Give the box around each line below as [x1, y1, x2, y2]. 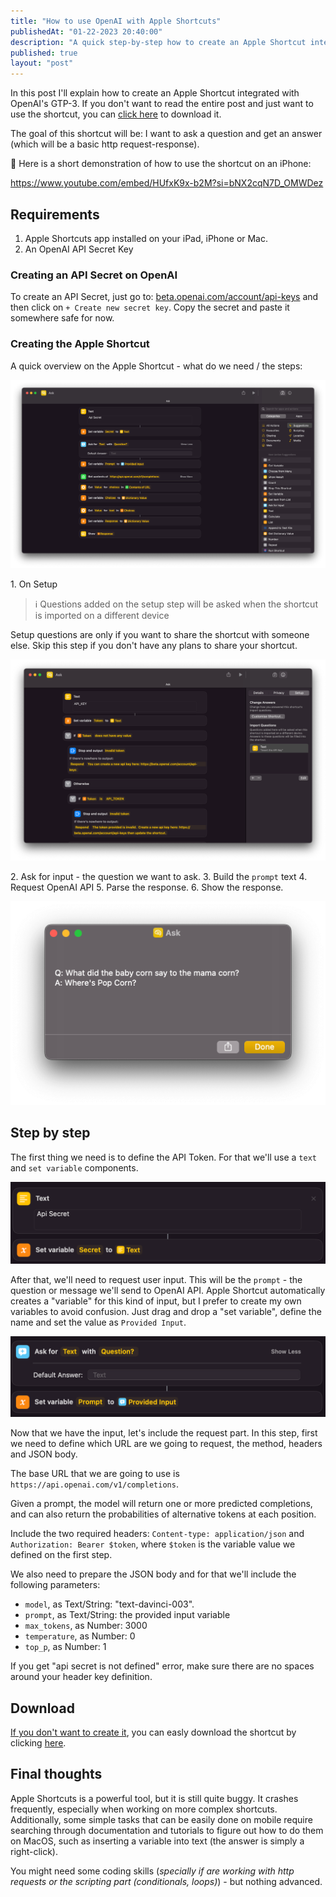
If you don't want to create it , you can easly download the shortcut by [10, 1726, 297, 1738]
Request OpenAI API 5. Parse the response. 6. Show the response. [10, 881, 284, 894]
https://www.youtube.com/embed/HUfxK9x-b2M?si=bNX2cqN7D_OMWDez [10, 177, 324, 189]
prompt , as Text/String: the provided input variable [24, 1609, 231, 1621]
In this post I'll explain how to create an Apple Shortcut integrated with [10, 87, 300, 99]
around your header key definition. [10, 1671, 153, 1683]
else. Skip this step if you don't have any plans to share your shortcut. [10, 640, 298, 652]
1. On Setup [10, 578, 58, 590]
